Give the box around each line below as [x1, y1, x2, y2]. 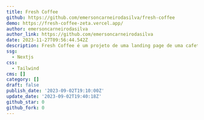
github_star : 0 [6, 99, 45, 105]
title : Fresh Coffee [6, 8, 59, 15]
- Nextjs [12, 54, 34, 60]
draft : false [6, 82, 39, 88]
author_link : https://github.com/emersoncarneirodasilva [6, 32, 154, 38]
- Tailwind [12, 65, 39, 72]
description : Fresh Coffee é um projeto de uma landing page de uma [6, 43, 183, 49]
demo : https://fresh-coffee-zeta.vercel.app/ [6, 20, 123, 26]
